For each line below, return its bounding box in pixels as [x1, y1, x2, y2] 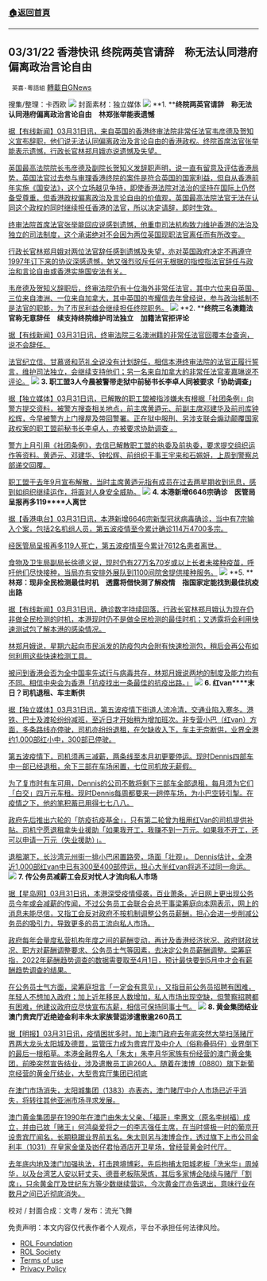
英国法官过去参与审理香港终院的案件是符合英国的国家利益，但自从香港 [21, 173, 252, 183]
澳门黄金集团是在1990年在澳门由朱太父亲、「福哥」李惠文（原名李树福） [8, 1112, 244, 1122]
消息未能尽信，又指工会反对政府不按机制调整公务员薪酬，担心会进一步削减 [8, 909, 252, 918]
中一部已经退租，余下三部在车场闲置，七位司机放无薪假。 [8, 762, 196, 771]
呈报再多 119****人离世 [8, 497, 87, 507]
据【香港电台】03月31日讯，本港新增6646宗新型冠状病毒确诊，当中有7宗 [8, 514, 248, 524]
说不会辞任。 [8, 340, 50, 350]
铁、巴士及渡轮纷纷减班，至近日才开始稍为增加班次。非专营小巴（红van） [8, 715, 250, 724]
